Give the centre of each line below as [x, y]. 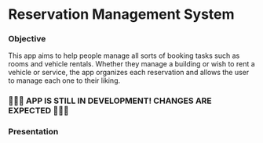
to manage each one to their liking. [64, 80]
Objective [27, 39]
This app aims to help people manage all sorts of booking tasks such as [124, 55]
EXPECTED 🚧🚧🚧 [38, 111]
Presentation [33, 132]
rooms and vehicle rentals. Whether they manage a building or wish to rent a [131, 64]
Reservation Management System [121, 14]
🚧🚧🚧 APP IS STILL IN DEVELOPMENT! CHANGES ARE [110, 101]
